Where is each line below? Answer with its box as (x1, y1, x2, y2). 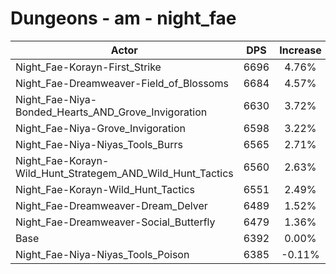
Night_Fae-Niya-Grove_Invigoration (15, 121, 186, 135)
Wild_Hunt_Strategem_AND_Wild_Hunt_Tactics (15, 166, 234, 180)
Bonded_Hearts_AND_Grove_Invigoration (15, 105, 208, 119)
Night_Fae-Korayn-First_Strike (15, 60, 162, 74)
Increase (279, 43, 322, 57)
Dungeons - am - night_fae (10, 7, 237, 30)
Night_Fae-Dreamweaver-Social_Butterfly (15, 215, 216, 229)
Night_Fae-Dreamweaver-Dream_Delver (15, 198, 208, 212)
